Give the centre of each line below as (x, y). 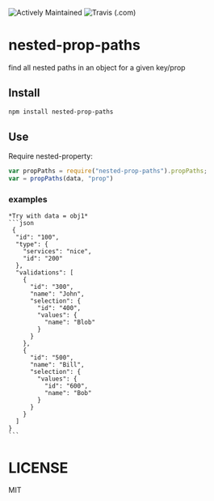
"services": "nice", (57, 252)
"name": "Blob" (69, 323)
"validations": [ (45, 273)
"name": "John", (57, 294)
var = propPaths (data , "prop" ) (61, 179)
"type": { (32, 244)
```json (21, 223)
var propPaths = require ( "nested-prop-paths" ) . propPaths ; (108, 171)
